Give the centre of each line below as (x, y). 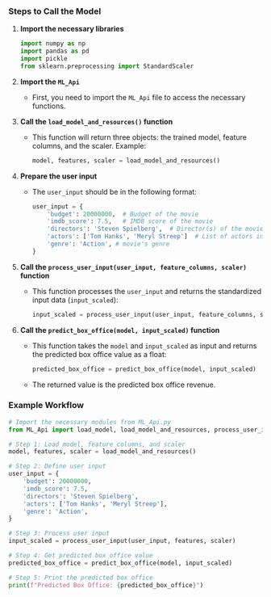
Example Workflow (46, 406)
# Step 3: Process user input (59, 534)
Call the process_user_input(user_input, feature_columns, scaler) (133, 267)
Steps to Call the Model (55, 11)
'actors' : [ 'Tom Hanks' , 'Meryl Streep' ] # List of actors (150, 237)
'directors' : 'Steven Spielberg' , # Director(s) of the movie (155, 229)
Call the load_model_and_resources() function (96, 121)
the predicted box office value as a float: (99, 354)
